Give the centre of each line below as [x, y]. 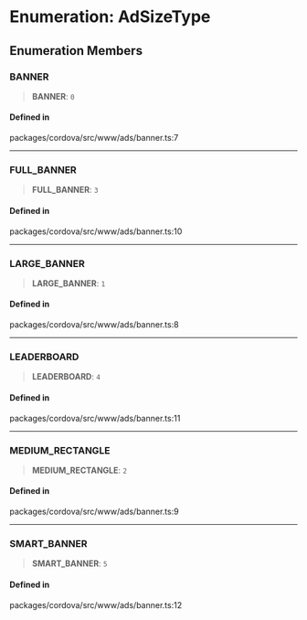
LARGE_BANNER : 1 [69, 283]
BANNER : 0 [53, 96]
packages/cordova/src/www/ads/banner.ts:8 [95, 325]
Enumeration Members [76, 51]
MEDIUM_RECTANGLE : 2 [79, 470]
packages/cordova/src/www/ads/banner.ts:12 [96, 604]
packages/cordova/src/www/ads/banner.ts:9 [95, 512]
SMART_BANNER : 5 [69, 563]
